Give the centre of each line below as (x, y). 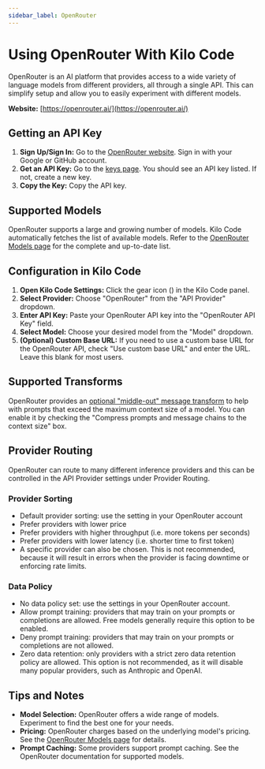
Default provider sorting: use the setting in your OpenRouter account (131, 515)
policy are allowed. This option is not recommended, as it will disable (131, 663)
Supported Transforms (65, 382)
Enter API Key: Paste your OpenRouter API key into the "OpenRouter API (137, 315)
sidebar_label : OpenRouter (52, 15)
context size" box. (37, 426)
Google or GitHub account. (63, 161)
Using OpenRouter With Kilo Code (121, 54)
